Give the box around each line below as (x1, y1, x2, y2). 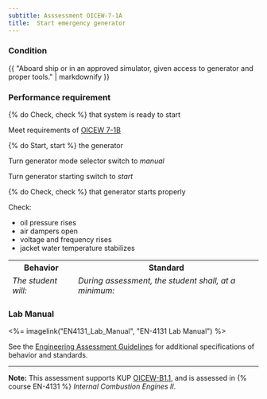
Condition (8, 45, 48, 57)
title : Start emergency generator (8, 19, 126, 27)
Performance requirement (8, 92, 111, 103)
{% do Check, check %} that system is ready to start (8, 110, 181, 119)
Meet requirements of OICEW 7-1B (8, 125, 122, 135)
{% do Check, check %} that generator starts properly (8, 187, 186, 197)
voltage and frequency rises (19, 235, 113, 244)
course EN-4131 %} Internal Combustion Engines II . (8, 381, 176, 391)
